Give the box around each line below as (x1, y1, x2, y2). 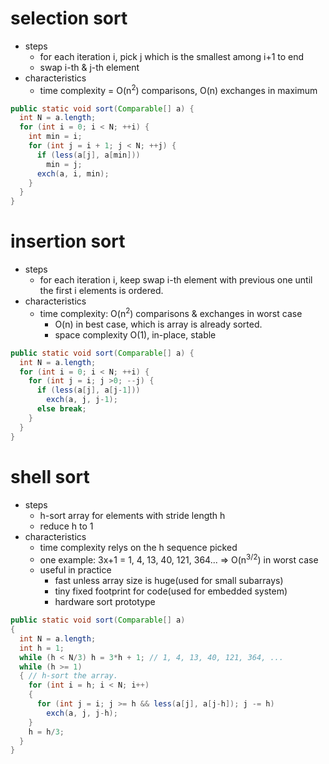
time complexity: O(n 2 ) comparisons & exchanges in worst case (39, 306, 303, 319)
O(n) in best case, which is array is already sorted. (54, 318, 263, 330)
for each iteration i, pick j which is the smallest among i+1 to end (39, 50, 305, 62)
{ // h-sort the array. (19, 671, 118, 681)
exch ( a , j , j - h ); (46, 708, 118, 718)
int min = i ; (28, 132, 83, 142)
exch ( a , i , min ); (36, 168, 110, 179)
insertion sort (10, 230, 126, 253)
